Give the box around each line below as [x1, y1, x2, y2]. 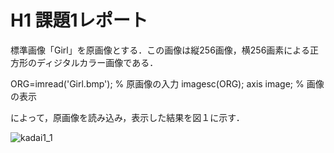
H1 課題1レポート [10, 9, 148, 32]
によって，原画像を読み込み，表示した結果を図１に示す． [10, 111, 245, 123]
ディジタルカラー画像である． [36, 56, 159, 68]
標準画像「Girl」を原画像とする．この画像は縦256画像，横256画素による [10, 44, 310, 56]
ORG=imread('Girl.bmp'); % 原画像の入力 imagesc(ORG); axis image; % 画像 [10, 77, 325, 90]
